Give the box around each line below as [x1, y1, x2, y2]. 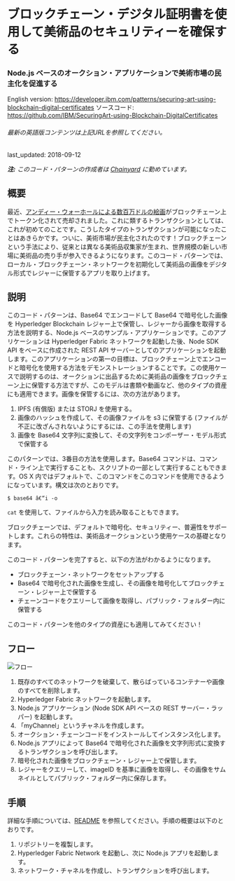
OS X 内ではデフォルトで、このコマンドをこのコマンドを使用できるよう [18, 472, 225, 481]
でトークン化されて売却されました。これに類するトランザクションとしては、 [7, 216, 227, 224]
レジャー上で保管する [36, 588, 97, 596]
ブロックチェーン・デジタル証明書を [7, 6, 215, 22]
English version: [7, 95, 54, 104]
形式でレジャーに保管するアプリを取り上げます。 [13, 268, 154, 277]
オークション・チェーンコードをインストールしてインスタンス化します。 [17, 730, 225, 739]
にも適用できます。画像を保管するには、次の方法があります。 [7, 390, 184, 398]
